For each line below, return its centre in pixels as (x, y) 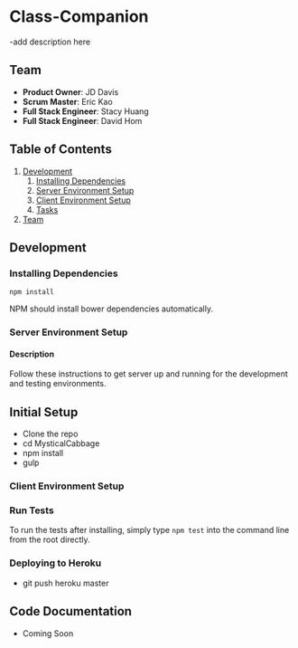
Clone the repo (50, 434)
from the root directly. (50, 539)
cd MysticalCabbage (61, 443)
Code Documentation (71, 611)
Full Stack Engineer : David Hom (82, 120)
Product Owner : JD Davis (70, 91)
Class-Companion (79, 17)
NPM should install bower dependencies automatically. (112, 309)
